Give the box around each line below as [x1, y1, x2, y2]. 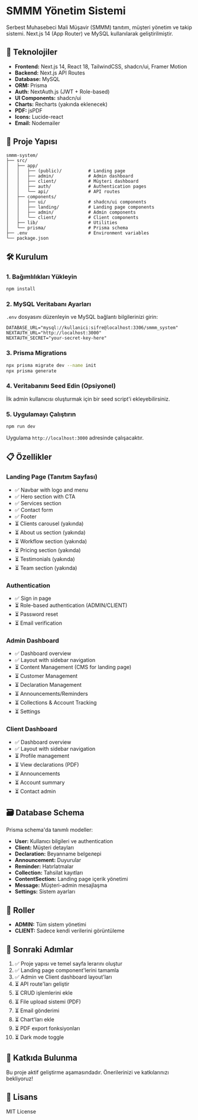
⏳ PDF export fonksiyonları [14, 1025, 80, 1032]
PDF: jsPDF [14, 106, 43, 114]
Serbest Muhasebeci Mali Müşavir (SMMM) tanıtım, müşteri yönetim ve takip [6, 24, 192, 31]
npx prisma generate [6, 368, 57, 374]
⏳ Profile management [14, 752, 70, 759]
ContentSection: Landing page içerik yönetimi [14, 876, 128, 883]
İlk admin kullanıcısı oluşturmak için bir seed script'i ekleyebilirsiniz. [6, 395, 170, 402]
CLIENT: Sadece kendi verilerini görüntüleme [14, 927, 125, 934]
